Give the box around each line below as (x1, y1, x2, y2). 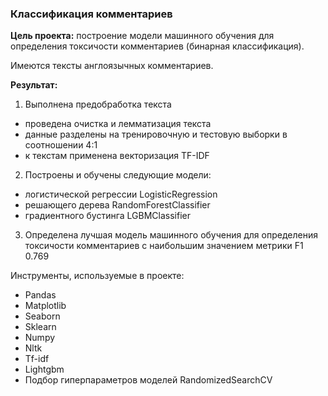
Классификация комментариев (10, 7, 173, 21)
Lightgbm (24, 363, 65, 376)
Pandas (24, 289, 57, 301)
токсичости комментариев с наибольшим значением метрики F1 (24, 240, 304, 252)
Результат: (10, 79, 58, 91)
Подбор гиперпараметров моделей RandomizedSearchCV (24, 374, 273, 386)
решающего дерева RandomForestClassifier (24, 199, 211, 211)
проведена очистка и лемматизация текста (24, 118, 212, 130)
